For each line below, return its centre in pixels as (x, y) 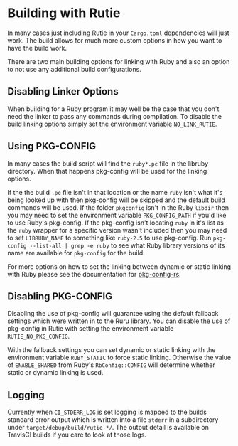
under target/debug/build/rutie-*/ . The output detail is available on (108, 428)
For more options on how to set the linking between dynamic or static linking (119, 266)
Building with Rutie (64, 13)
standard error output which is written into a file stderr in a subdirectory (113, 420)
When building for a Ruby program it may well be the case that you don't (113, 109)
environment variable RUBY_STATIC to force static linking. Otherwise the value (119, 358)
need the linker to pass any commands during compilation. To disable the (115, 116)
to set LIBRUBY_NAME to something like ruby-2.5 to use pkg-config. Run (109, 238)
